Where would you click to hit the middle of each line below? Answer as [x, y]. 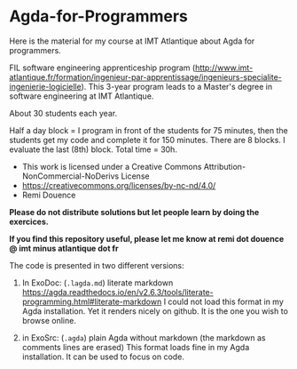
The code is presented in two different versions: [97, 265]
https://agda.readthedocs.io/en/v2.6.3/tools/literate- [118, 292]
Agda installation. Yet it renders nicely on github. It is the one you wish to [155, 311]
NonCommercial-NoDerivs [70, 176]
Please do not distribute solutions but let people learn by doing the [134, 212]
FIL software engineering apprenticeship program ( [102, 68]
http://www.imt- [224, 68]
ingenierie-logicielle [45, 86]
